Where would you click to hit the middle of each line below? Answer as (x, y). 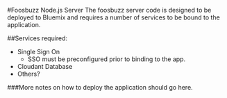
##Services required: (37, 38)
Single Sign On (39, 52)
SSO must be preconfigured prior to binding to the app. (107, 59)
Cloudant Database (45, 66)
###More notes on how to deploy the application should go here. (100, 87)
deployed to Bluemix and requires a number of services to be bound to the (113, 17)
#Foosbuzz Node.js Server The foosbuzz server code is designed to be (109, 10)
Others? (28, 74)
